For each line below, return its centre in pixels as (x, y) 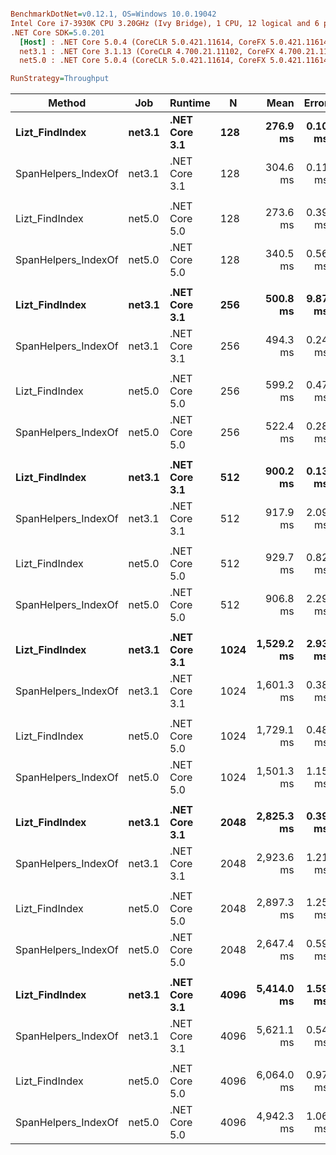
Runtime (190, 103)
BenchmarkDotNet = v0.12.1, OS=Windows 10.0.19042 (113, 14)
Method (67, 103)
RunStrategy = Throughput (60, 79)
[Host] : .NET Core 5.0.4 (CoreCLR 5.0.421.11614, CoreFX (143, 42)
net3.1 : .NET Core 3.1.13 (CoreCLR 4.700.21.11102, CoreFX (147, 51)
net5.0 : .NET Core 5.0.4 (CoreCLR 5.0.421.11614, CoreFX (143, 61)
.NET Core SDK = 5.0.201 (57, 32)
